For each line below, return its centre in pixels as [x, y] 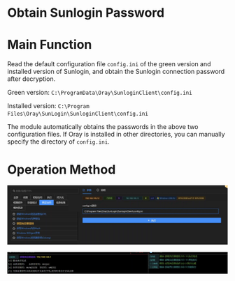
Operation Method [62, 170]
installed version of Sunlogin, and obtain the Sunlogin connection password [116, 72]
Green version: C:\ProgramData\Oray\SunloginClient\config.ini [100, 93]
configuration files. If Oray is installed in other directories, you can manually [116, 135]
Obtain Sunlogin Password [86, 13]
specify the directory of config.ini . [58, 142]
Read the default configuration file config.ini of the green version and [109, 64]
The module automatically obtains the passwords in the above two [103, 127]
